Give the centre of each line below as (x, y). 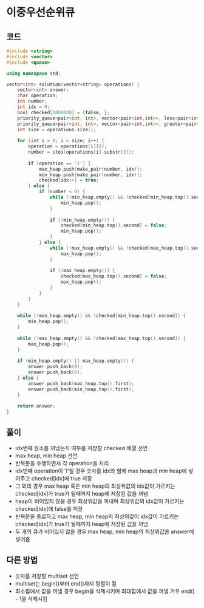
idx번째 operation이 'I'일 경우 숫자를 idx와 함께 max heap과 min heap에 (101, 471)
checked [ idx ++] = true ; (69, 180)
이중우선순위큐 (41, 12)
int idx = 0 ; (34, 107)
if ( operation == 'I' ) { (59, 163)
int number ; (32, 101)
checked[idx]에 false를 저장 (49, 508)
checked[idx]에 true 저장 (62, 478)
